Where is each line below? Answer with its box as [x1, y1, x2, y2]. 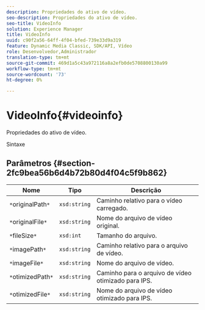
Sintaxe [6, 141, 26, 148]
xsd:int [59, 232, 81, 239]
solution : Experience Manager [6, 26, 84, 32]
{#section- [53, 158, 96, 168]
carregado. [96, 204, 128, 212]
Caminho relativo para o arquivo [96, 241, 188, 250]
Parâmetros [6, 158, 52, 168]
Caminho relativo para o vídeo [96, 196, 183, 204]
